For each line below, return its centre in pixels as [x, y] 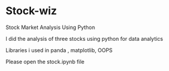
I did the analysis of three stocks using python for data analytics [84, 38]
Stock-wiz [31, 11]
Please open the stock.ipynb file [45, 62]
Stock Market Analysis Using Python [50, 27]
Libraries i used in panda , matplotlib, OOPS [59, 50]
